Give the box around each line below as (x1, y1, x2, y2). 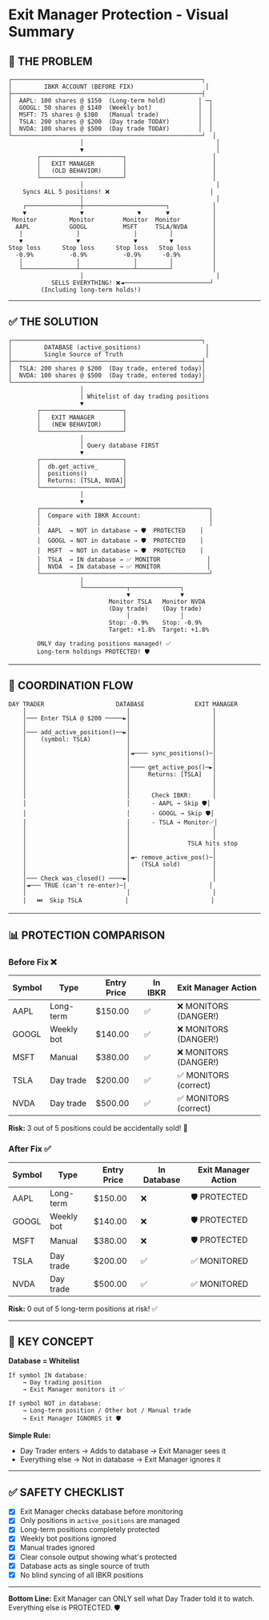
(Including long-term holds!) (40, 286, 142, 294)
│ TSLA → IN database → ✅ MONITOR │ (37, 555, 211, 564)
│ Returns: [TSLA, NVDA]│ (37, 476, 127, 484)
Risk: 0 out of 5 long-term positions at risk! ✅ (8, 1304, 159, 1313)
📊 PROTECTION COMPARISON (8, 929, 166, 943)
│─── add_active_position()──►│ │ (22, 728, 217, 736)
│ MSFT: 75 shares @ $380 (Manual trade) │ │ (8, 111, 214, 119)
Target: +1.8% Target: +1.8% (108, 625, 210, 633)
